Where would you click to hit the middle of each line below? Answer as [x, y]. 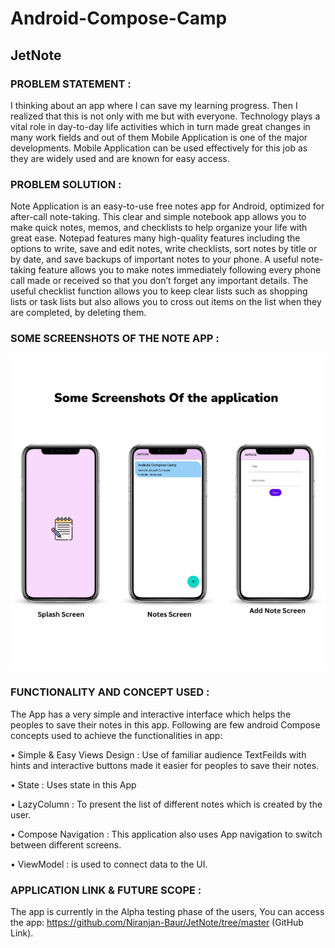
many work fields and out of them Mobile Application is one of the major [159, 137]
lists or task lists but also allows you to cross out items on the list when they [166, 302]
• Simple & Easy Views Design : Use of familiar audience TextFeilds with [158, 754]
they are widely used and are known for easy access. [120, 158]
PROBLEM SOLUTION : [66, 184]
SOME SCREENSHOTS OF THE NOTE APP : [115, 339]
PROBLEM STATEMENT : [71, 84]
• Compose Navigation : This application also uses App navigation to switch [166, 834]
